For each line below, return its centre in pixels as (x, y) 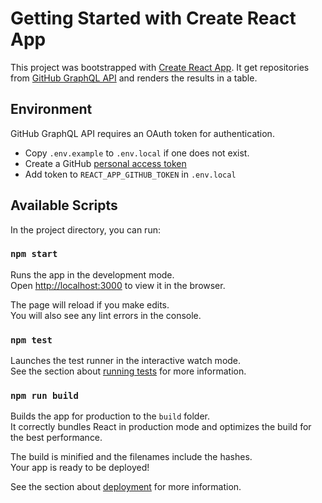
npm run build (44, 396)
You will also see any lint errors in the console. (106, 315)
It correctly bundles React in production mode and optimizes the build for (161, 427)
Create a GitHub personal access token (105, 163)
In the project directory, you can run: (85, 229)
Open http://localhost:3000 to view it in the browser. (118, 285)
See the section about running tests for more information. (128, 371)
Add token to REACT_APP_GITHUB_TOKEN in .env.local (130, 174)
